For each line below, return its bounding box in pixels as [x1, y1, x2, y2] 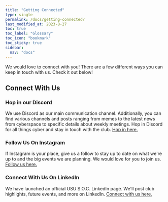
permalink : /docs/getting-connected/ [5, 17, 85, 22]
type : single [5, 12, 33, 17]
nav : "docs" [10, 50, 36, 55]
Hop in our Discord [5, 99, 52, 106]
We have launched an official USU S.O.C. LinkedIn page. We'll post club [5, 185, 155, 191]
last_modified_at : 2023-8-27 [5, 21, 67, 27]
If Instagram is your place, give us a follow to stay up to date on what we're [5, 150, 162, 157]
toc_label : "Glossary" [5, 31, 53, 36]
